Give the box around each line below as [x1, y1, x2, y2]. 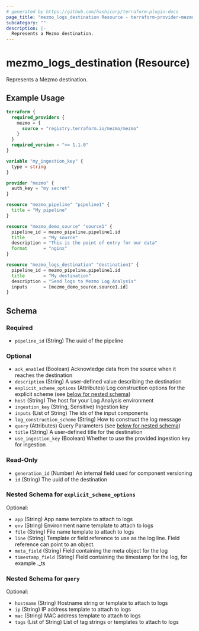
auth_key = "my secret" [11, 185, 70, 192]
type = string [11, 164, 46, 170]
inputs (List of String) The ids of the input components [14, 410, 149, 417]
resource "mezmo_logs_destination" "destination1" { [6, 262, 139, 268]
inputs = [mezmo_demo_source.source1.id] [11, 284, 129, 290]
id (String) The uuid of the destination [14, 475, 108, 483]
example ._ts [14, 559, 46, 567]
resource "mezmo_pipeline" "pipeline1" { [6, 202, 110, 208]
